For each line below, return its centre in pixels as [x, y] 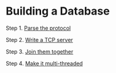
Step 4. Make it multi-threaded [44, 63]
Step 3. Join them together [40, 51]
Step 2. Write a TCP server [39, 40]
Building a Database [58, 11]
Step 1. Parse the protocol [38, 28]
